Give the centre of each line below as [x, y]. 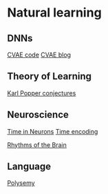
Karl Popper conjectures [42, 93]
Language [29, 167]
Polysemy [21, 183]
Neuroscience [38, 115]
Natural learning [54, 13]
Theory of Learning [49, 76]
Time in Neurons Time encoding [53, 131]
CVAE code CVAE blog [39, 55]
